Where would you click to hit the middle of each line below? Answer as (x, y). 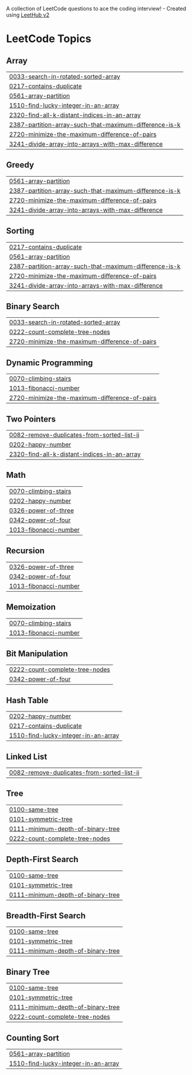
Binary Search (33, 307)
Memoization (31, 607)
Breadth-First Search (46, 915)
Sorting (20, 231)
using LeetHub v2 (28, 15)
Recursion (25, 551)
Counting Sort (33, 1038)
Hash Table (27, 700)
